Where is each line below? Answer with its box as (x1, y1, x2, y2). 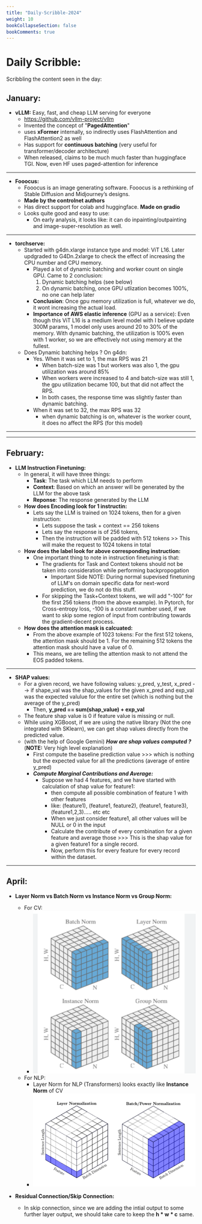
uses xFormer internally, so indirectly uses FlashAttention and (23, 128, 177, 135)
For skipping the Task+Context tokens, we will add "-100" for (41, 592, 193, 600)
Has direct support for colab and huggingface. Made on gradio (23, 203, 180, 211)
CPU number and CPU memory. (23, 259, 103, 266)
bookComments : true (6, 29, 55, 35)
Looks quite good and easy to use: (23, 210, 110, 217)
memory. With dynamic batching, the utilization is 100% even (32, 329, 185, 337)
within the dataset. (50, 853, 97, 860)
